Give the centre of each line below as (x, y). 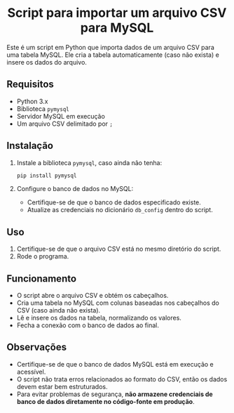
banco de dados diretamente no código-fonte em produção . (105, 401)
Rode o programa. (43, 256)
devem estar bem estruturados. (62, 386)
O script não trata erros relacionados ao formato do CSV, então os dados (122, 379)
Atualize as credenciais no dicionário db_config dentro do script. (120, 210)
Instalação (30, 146)
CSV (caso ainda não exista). (58, 310)
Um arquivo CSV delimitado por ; (65, 124)
